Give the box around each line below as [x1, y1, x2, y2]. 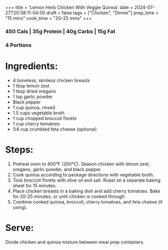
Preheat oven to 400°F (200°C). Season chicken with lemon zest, [12, 161, 150, 167]
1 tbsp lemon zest [12, 83, 50, 89]
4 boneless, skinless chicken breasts [12, 77, 90, 83]
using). [12, 204, 27, 210]
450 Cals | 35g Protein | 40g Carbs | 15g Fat [5, 28, 116, 35]
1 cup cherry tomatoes [12, 120, 60, 127]
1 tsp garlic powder [12, 93, 53, 99]
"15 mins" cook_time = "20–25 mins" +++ [5, 15, 92, 21]
